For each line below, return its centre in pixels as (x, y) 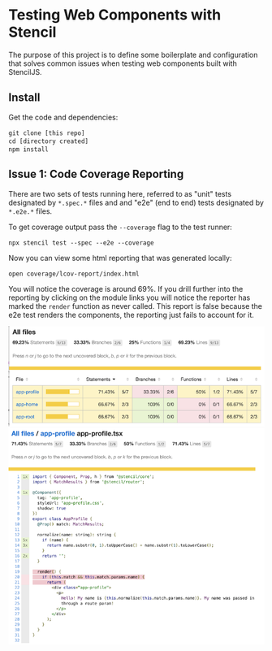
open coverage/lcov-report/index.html (74, 274)
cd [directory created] (49, 141)
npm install (28, 149)
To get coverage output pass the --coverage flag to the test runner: (121, 227)
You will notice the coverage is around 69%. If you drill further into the (126, 289)
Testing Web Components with (115, 15)
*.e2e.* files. (30, 211)
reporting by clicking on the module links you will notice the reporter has (130, 297)
